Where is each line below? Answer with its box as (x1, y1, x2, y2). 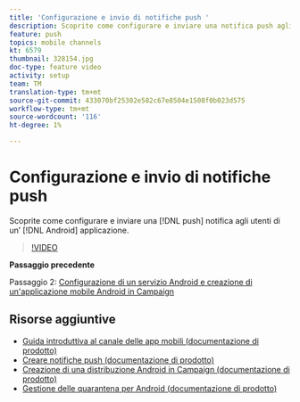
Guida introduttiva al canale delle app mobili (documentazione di (21, 335, 259, 346)
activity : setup (9, 71, 70, 80)
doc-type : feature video (9, 63, 102, 72)
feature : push (9, 29, 62, 38)
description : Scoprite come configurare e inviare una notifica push (9, 21, 274, 30)
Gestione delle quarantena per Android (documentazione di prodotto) (21, 382, 278, 393)
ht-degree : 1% (9, 121, 62, 130)
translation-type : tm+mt (9, 87, 102, 96)
